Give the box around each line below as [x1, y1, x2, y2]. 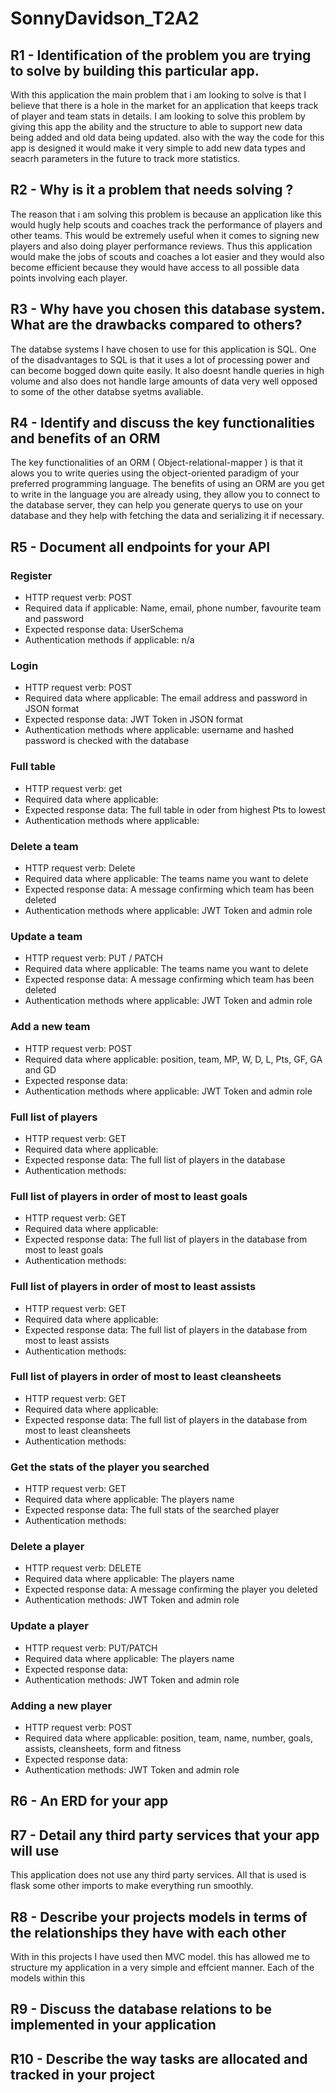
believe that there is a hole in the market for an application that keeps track [10, 100, 319, 111]
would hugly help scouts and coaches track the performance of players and [10, 218, 323, 231]
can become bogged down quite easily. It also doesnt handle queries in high [10, 364, 325, 376]
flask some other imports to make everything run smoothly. [10, 1880, 254, 1892]
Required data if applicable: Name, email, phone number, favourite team [24, 602, 322, 614]
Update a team [10, 929, 83, 943]
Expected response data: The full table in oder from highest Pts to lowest [24, 803, 326, 816]
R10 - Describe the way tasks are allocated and [10, 2050, 308, 2067]
